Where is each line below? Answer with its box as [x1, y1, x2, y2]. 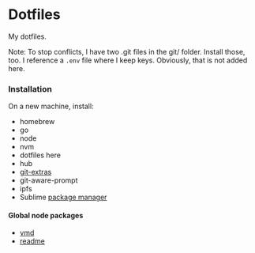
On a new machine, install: [8, 101, 94, 111]
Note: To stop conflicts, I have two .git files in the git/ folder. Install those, [8, 47, 246, 56]
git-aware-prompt [19, 176, 78, 185]
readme [19, 236, 45, 246]
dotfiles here [19, 150, 62, 160]
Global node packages [8, 210, 84, 220]
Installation [8, 83, 53, 94]
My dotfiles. [8, 32, 47, 41]
